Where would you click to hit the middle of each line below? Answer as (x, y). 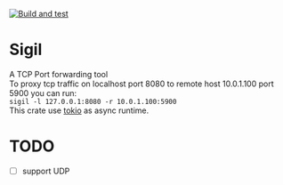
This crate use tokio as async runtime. (79, 110)
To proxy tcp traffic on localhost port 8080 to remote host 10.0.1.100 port (141, 84)
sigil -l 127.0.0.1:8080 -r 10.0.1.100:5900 (93, 101)
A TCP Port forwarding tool (59, 74)
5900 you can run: (43, 92)
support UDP (46, 171)
